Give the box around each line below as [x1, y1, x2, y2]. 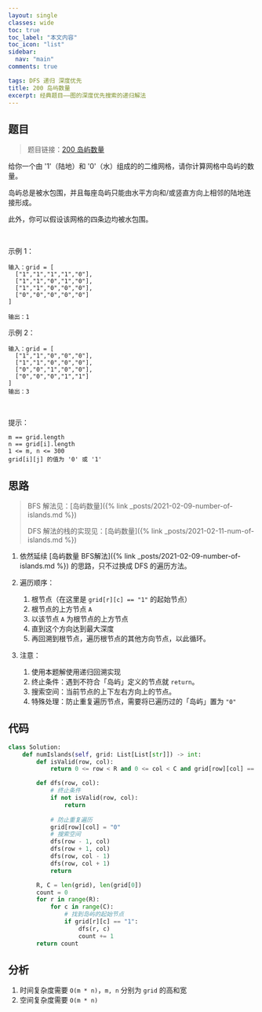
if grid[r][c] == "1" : [64, 918, 139, 926]
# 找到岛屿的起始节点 [64, 911, 124, 918]
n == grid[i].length [8, 441, 76, 449]
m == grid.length [8, 434, 65, 442]
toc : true [8, 26, 41, 34]
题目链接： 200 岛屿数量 [27, 145, 104, 154]
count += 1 [78, 932, 114, 940]
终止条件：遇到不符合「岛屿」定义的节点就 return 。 [31, 677, 199, 686]
